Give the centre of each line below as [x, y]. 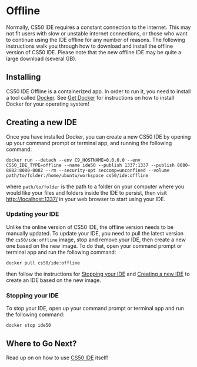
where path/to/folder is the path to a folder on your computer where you [95, 186]
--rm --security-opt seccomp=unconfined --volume [107, 170]
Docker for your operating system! [48, 104]
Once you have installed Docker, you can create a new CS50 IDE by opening [98, 136]
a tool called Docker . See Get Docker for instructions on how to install [90, 97]
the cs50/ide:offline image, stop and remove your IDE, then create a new [96, 240]
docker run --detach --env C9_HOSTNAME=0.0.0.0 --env [74, 160]
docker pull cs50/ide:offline [43, 263]
